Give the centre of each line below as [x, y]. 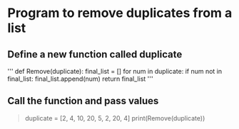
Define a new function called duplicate [95, 54]
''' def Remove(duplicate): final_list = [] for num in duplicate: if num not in [115, 71]
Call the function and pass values [83, 101]
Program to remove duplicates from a [120, 13]
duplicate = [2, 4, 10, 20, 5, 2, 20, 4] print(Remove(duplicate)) [115, 118]
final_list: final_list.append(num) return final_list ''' [80, 79]
